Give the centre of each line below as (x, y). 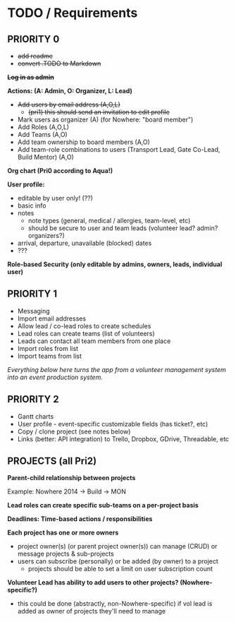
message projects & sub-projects (66, 554)
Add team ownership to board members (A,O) (83, 142)
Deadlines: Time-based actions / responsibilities (80, 519)
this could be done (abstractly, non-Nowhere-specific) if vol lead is (115, 604)
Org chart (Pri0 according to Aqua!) (60, 171)
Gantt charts (36, 416)
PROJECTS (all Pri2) (52, 461)
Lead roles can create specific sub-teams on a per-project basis (103, 506)
